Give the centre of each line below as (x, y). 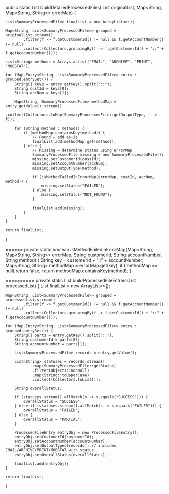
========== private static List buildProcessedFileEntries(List (71, 281)
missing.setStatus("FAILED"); (73, 186)
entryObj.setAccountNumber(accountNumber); (61, 441)
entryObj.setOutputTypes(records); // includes (65, 446)
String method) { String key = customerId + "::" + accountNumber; (74, 260)
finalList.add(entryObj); (42, 464)
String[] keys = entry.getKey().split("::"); (63, 84)
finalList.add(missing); (58, 208)
